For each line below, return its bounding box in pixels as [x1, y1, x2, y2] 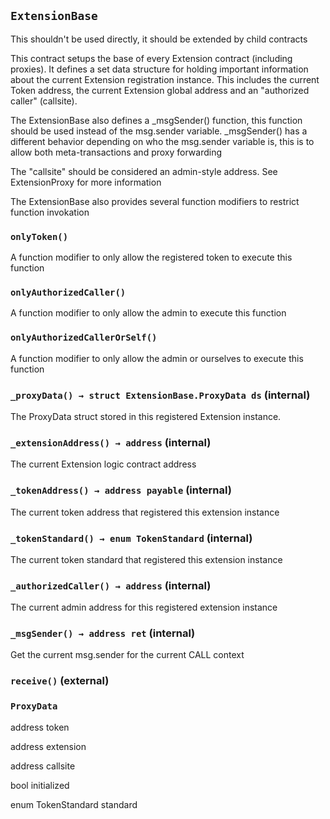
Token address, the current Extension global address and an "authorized [10, 84, 310, 96]
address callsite [10, 760, 76, 772]
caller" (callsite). [10, 95, 78, 107]
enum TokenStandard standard [10, 798, 138, 810]
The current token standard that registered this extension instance [10, 553, 283, 565]
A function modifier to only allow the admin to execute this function [10, 307, 287, 319]
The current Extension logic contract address [10, 458, 197, 470]
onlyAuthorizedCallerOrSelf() [10, 332, 158, 344]
